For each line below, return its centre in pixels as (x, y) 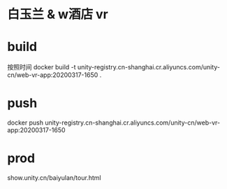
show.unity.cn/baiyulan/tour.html (54, 178)
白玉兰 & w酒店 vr (58, 14)
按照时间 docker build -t (42, 67)
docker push (25, 122)
